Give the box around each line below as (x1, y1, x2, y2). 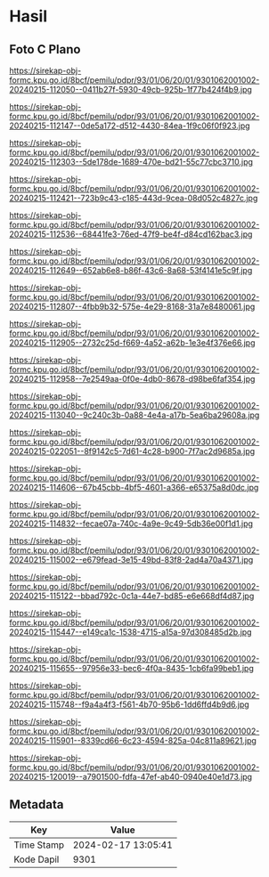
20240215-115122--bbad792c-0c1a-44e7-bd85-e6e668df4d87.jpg (9, 590, 255, 601)
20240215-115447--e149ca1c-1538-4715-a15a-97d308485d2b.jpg (9, 627, 252, 637)
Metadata (9, 797, 64, 812)
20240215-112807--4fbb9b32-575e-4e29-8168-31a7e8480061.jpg (9, 301, 256, 312)
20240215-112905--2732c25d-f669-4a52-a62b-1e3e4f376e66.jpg (9, 337, 256, 348)
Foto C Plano (9, 42, 81, 57)
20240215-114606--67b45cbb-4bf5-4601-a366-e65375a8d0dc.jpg (9, 483, 259, 492)
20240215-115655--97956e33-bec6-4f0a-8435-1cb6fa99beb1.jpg (9, 663, 254, 673)
